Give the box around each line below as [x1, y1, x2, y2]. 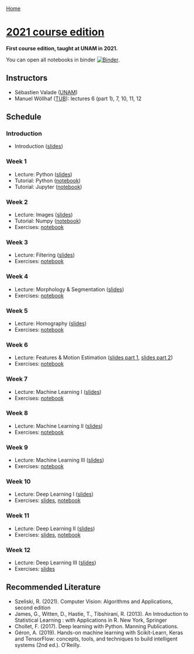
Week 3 [6, 238, 28, 246]
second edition [14, 604, 51, 611]
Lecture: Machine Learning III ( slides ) [14, 457, 105, 464]
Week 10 [6, 478, 31, 486]
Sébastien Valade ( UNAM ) [14, 88, 78, 96]
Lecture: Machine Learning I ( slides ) [14, 388, 102, 395]
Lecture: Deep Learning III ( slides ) [14, 559, 96, 566]
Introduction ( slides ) [14, 143, 63, 150]
